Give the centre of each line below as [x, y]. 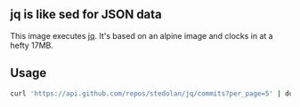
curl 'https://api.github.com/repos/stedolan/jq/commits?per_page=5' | [146, 93]
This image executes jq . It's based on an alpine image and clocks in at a [142, 35]
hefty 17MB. [32, 45]
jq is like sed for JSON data [86, 15]
